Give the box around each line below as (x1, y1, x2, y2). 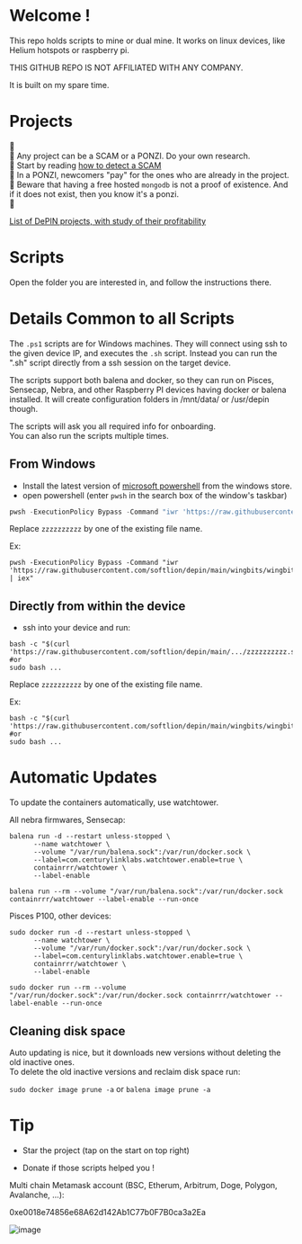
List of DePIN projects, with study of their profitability (9, 215, 207, 226)
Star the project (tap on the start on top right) (22, 1144, 191, 1156)
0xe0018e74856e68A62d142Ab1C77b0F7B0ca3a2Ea (9, 1206, 207, 1217)
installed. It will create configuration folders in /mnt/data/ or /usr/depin (9, 393, 270, 405)
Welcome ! (9, 5, 91, 26)
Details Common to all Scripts (9, 309, 235, 328)
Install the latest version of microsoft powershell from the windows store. (22, 480, 292, 491)
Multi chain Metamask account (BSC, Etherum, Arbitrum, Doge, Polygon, (9, 1179, 278, 1190)
